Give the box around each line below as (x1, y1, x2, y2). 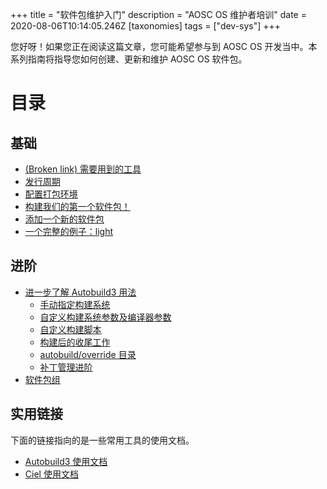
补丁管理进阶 (39, 361, 93, 373)
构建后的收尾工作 (39, 336, 111, 348)
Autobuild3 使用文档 (24, 455, 108, 467)
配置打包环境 (24, 188, 78, 200)
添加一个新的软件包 (24, 213, 105, 225)
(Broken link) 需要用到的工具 (24, 163, 142, 175)
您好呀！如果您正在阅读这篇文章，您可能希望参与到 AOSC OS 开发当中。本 (10, 41, 318, 52)
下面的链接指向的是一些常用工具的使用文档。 (10, 434, 195, 446)
